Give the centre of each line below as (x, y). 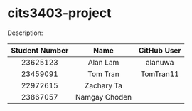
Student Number (40, 50)
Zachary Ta (103, 85)
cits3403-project (59, 13)
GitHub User (160, 50)
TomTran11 (160, 74)
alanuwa (160, 62)
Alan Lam (103, 62)
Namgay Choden (103, 97)
